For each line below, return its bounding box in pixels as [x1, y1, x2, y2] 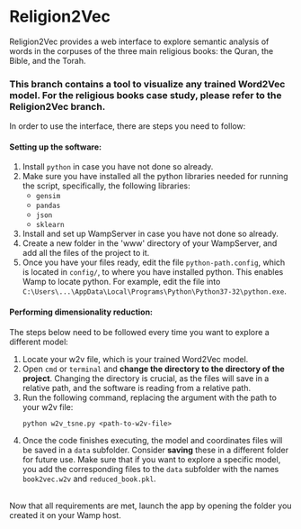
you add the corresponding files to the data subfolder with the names [22, 463, 279, 474]
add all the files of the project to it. [22, 248, 150, 259]
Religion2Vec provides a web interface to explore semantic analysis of [9, 36, 270, 47]
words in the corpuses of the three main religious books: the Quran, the [9, 45, 274, 56]
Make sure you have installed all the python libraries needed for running [22, 171, 289, 182]
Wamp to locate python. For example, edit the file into [22, 277, 221, 287]
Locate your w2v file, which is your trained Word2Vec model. [22, 353, 249, 364]
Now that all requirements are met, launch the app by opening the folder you [9, 500, 292, 511]
